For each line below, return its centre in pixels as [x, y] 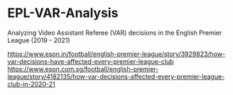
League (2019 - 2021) [39, 40]
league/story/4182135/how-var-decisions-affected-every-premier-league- [116, 77]
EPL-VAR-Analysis [63, 13]
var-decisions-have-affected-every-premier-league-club [91, 61]
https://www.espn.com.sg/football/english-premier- [83, 69]
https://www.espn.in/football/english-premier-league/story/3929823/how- [116, 54]
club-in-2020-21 [31, 84]
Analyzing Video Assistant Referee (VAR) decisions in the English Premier [115, 33]
